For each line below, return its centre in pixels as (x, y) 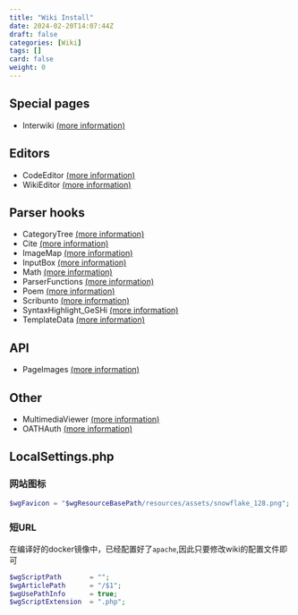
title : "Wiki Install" (51, 17)
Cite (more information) (65, 243)
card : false (31, 59)
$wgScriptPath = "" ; (60, 577)
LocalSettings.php (62, 457)
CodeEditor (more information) (79, 175)
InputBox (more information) (74, 263)
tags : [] (26, 51)
